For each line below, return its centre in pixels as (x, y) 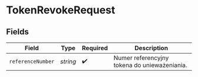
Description (151, 48)
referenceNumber (32, 62)
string (68, 62)
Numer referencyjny (141, 58)
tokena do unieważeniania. (150, 65)
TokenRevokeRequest (61, 10)
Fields (18, 32)
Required (95, 48)
